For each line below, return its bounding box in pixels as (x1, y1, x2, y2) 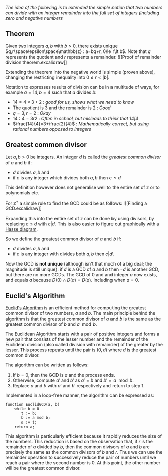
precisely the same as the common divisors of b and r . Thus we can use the (5, 449, 163, 455)
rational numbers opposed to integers (12, 126, 92, 132)
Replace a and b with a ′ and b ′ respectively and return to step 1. (12, 383, 145, 389)
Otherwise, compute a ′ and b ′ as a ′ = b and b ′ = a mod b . (12, 377, 134, 383)
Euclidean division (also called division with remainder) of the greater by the (5, 342, 163, 348)
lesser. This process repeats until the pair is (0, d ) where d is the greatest (5, 347, 157, 353)
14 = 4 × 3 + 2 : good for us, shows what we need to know (12, 99, 134, 105)
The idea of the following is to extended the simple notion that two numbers (5, 5, 163, 10)
